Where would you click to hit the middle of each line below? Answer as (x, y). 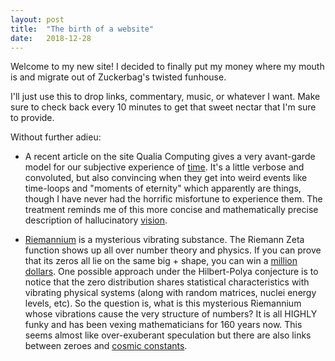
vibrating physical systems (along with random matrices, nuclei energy (170, 293)
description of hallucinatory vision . (96, 220)
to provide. (32, 118)
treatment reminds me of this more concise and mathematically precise (171, 210)
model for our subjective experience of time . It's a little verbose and (164, 167)
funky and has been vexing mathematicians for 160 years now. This (163, 325)
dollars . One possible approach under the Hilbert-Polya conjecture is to (171, 272)
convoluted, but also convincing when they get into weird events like (166, 178)
